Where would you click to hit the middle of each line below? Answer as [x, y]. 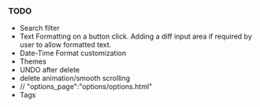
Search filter [40, 28]
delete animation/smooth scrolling [75, 78]
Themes [33, 61]
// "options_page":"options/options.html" [86, 87]
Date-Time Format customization [73, 53]
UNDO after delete [50, 70]
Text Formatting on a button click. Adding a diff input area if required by [136, 36]
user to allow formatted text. [65, 45]
